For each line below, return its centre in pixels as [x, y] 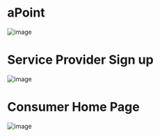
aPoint [26, 13]
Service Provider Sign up [81, 60]
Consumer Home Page [74, 107]
